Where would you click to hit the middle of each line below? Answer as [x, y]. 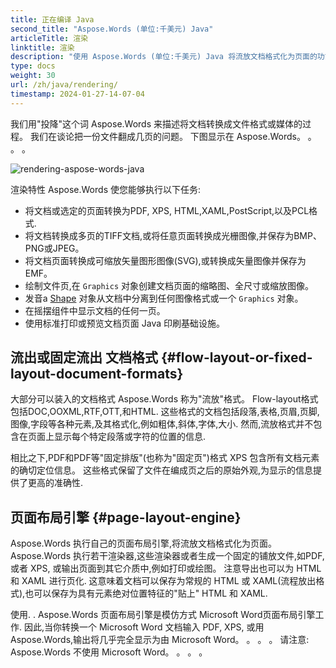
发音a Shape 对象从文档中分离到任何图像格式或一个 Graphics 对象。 [164, 298]
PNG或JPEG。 [54, 248]
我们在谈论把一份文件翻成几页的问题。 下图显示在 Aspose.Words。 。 [173, 136]
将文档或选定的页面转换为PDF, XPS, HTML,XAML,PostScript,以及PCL [167, 210]
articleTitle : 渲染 [49, 38]
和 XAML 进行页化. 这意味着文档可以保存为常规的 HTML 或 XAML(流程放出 [163, 581]
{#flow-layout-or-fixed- [236, 357]
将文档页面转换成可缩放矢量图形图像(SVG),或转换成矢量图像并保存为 [165, 260]
